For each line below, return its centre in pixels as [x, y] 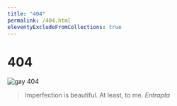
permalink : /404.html [39, 20]
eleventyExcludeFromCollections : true [64, 27]
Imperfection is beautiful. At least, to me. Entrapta [97, 95]
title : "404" [27, 14]
